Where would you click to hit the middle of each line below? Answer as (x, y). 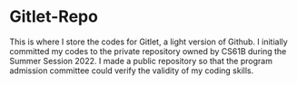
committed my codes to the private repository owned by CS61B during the (148, 51)
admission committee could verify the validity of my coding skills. (132, 71)
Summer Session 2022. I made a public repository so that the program (141, 61)
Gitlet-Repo (54, 17)
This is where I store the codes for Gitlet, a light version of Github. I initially (148, 42)
